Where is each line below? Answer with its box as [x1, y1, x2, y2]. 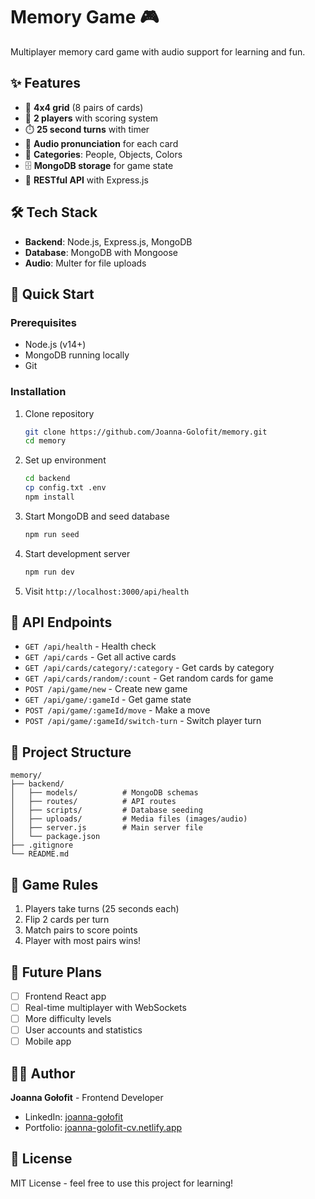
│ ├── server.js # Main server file [10, 823, 203, 833]
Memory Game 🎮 [10, 6, 160, 29]
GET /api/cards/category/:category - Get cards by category [24, 662, 275, 674]
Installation [10, 385, 67, 399]
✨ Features [10, 75, 81, 92]
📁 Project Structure [10, 744, 132, 761]
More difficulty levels [24, 1013, 112, 1025]
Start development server [24, 547, 131, 559]
